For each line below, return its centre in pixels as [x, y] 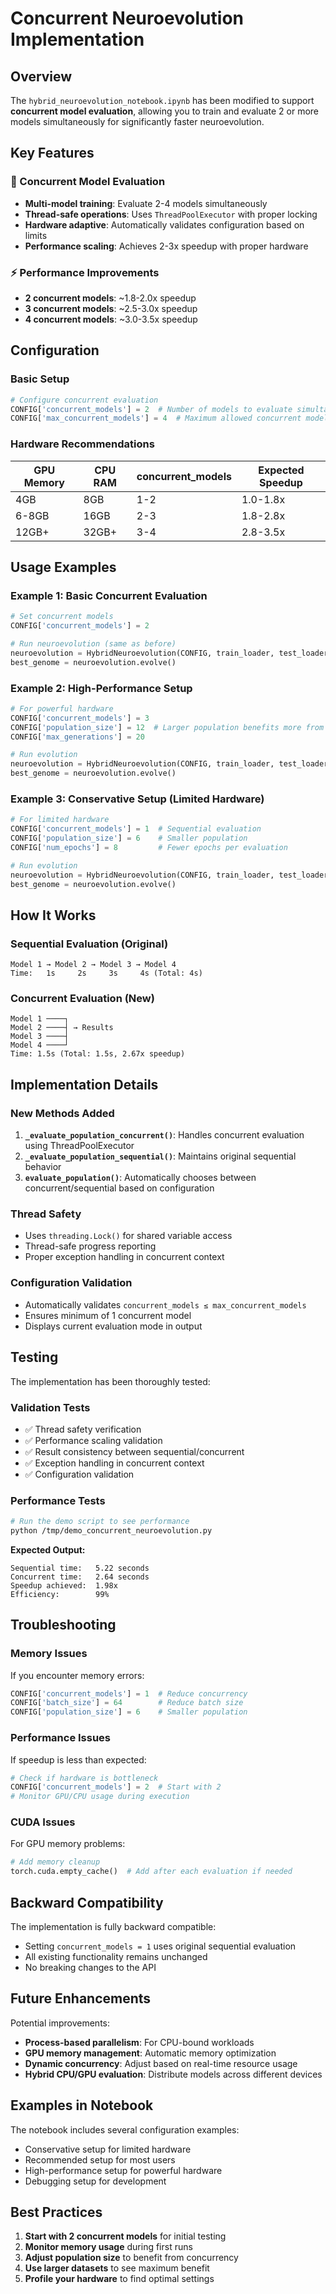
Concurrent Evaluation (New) [82, 999]
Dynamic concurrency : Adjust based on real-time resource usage [161, 2063]
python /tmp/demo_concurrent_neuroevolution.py [111, 1531]
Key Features [52, 153]
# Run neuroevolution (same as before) [93, 644]
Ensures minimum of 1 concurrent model [108, 1315]
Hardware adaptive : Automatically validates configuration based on [164, 224]
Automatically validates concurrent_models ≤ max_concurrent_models [165, 1304]
